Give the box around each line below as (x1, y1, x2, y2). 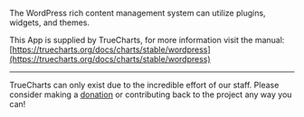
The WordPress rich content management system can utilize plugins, (9, 8, 266, 18)
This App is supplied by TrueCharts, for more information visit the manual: (9, 35, 285, 45)
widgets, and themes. (9, 17, 90, 28)
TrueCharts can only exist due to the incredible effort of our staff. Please (9, 80, 280, 90)
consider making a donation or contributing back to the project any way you (9, 89, 292, 100)
